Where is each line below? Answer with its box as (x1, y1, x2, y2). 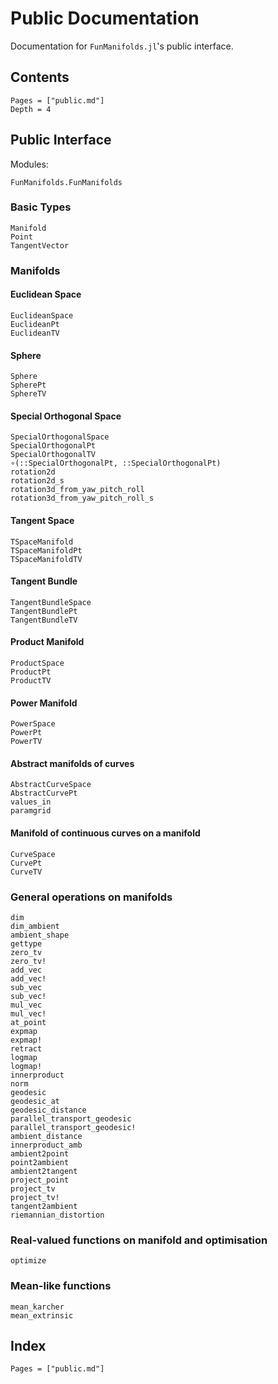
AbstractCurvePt (10, 788, 78, 799)
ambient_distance (10, 1131, 83, 1141)
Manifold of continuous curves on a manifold (10, 827, 201, 839)
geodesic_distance (10, 1105, 87, 1115)
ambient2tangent (10, 1166, 78, 1176)
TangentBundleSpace (10, 597, 92, 607)
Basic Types (10, 200, 72, 214)
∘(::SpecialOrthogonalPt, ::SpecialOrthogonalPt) (10, 458, 222, 469)
